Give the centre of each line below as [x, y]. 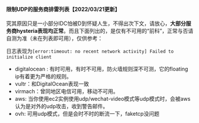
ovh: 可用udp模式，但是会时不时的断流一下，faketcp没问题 [87, 114]
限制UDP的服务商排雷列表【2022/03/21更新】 [63, 9]
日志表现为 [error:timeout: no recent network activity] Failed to [90, 51]
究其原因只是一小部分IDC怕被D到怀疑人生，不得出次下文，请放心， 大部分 [96, 23]
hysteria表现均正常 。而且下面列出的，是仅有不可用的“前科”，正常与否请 [105, 31]
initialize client [29, 57]
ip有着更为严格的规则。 [43, 76]
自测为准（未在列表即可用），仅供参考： [55, 38]
